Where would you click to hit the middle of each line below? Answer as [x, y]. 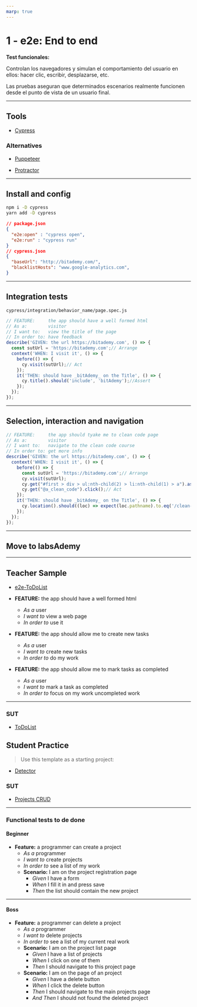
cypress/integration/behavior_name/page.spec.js [67, 310]
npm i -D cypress [27, 208]
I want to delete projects [52, 935]
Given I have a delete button [66, 979]
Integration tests [37, 297]
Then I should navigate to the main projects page [91, 991]
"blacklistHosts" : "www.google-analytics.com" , [71, 268]
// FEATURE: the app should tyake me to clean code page [82, 435]
